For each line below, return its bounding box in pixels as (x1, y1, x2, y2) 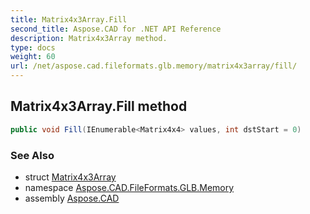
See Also (10, 148, 55, 162)
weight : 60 (10, 52, 56, 62)
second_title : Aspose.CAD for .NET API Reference (10, 24, 222, 34)
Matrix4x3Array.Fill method (10, 98, 188, 115)
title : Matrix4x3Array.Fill (10, 14, 128, 25)
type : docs (10, 42, 56, 53)
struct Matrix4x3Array (24, 171, 117, 183)
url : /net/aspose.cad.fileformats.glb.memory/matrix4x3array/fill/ (10, 61, 298, 71)
